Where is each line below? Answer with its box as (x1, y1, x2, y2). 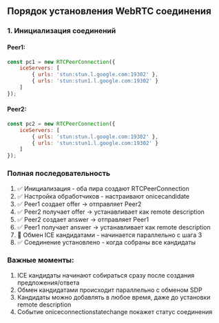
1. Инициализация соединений (7, 26, 116, 36)
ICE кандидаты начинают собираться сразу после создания (17, 271, 195, 279)
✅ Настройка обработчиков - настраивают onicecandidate (17, 192, 190, 200)
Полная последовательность (7, 168, 111, 178)
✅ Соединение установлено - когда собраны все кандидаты (17, 238, 196, 246)
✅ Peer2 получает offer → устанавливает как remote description (17, 208, 205, 216)
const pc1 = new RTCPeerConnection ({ (7, 58, 116, 65)
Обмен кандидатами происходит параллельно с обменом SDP (17, 285, 202, 294)
